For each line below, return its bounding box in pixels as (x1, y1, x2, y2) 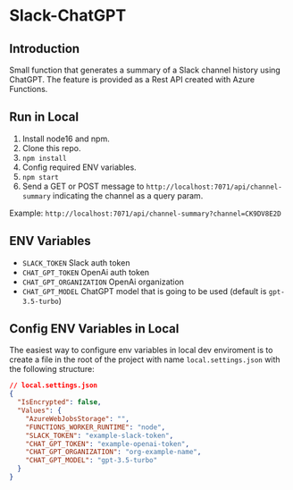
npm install (21, 154, 67, 163)
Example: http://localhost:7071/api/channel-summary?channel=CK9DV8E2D (9, 207, 281, 218)
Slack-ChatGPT (9, 5, 127, 26)
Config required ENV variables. (21, 162, 137, 173)
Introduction (9, 41, 80, 56)
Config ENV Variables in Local (9, 321, 180, 336)
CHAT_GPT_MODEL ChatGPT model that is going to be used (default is (21, 285, 267, 296)
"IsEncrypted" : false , (17, 398, 102, 407)
